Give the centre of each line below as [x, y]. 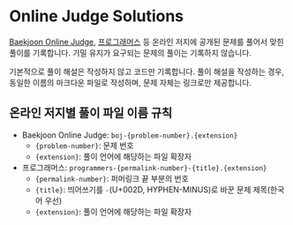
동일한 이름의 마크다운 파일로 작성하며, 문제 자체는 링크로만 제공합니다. [130, 82]
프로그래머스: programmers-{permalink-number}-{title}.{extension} [144, 167]
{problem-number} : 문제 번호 [84, 145]
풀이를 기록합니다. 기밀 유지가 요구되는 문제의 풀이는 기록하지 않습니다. [130, 52]
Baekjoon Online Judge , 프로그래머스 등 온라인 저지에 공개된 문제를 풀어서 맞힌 [146, 41]
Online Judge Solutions [97, 16]
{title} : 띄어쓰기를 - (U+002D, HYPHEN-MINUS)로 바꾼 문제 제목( [153, 189]
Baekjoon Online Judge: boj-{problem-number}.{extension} [130, 135]
